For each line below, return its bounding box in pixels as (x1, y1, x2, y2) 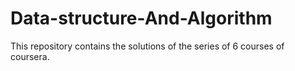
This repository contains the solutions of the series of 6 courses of (10, 40, 285, 52)
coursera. (10, 50, 50, 62)
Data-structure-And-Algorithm (10, 7, 273, 30)
